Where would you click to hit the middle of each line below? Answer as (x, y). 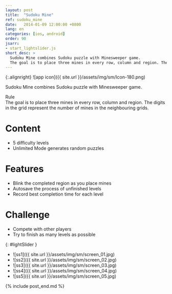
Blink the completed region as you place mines (62, 183)
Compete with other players (42, 229)
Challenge (28, 215)
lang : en (15, 29)
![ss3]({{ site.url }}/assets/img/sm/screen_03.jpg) (64, 265)
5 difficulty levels (31, 143)
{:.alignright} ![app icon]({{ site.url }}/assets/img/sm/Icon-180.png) (76, 77)
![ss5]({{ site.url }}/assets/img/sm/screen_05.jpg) (64, 276)
